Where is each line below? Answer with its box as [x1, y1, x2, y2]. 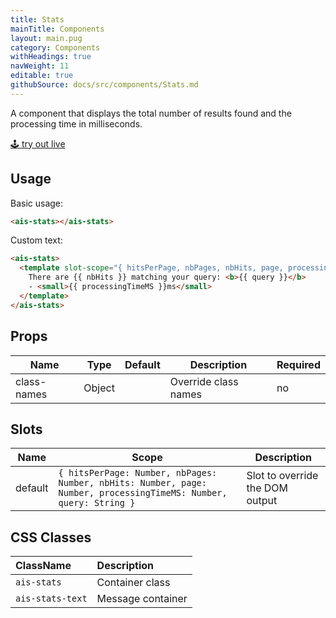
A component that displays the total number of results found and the [10, 107, 292, 119]
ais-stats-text [15, 593, 88, 605]
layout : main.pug [10, 33, 83, 43]
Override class [169, 374, 239, 388]
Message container [96, 592, 188, 606]
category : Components [10, 42, 101, 53]
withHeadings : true [10, 52, 92, 62]
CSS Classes [10, 529, 92, 546]
